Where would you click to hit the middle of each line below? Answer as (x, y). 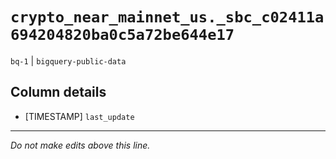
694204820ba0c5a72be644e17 (122, 35)
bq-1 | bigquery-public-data (68, 60)
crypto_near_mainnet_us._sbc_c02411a (167, 17)
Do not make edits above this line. (80, 145)
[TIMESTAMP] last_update (79, 116)
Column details (58, 92)
